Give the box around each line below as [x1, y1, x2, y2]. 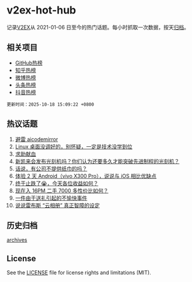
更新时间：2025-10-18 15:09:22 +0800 [6, 101, 94, 108]
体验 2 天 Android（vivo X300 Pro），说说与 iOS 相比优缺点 [15, 172, 157, 179]
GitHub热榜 [15, 59, 43, 66]
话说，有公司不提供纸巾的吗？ [15, 165, 87, 172]
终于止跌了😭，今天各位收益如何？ [15, 180, 99, 187]
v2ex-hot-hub [6, 4, 77, 17]
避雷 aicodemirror [15, 136, 58, 143]
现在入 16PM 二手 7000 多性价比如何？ [15, 187, 109, 194]
